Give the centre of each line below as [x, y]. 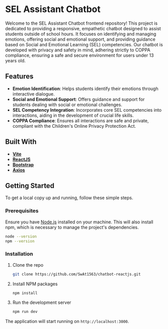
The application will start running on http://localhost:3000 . [67, 321]
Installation [19, 254]
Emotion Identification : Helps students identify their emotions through [86, 89]
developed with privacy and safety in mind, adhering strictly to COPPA [78, 50]
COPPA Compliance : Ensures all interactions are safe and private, [80, 120]
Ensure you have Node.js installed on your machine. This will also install [79, 222]
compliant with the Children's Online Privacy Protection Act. [74, 126]
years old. [16, 60]
